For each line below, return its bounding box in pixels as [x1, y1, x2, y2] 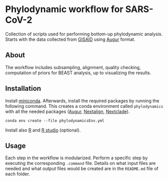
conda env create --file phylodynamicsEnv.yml [5, 118, 105, 123]
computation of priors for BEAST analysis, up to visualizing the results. [5, 70, 151, 76]
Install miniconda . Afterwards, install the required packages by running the [5, 97, 159, 104]
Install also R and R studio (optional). [5, 127, 81, 133]
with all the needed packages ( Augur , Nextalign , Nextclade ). [5, 108, 130, 114]
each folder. [5, 171, 30, 177]
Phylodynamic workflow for [5, 4, 124, 15]
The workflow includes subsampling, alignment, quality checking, [5, 64, 141, 70]
